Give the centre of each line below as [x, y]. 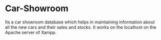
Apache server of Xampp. [31, 32]
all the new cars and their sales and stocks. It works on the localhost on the [81, 27]
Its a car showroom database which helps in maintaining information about [80, 22]
